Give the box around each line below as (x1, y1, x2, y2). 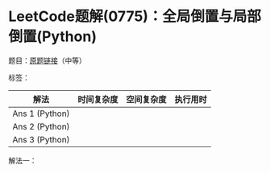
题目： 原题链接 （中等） (8, 56, 86, 65)
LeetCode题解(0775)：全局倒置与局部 (8, 7, 262, 26)
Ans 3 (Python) (12, 134, 70, 145)
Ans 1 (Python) (12, 108, 70, 119)
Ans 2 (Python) (12, 121, 70, 132)
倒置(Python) (8, 27, 97, 46)
